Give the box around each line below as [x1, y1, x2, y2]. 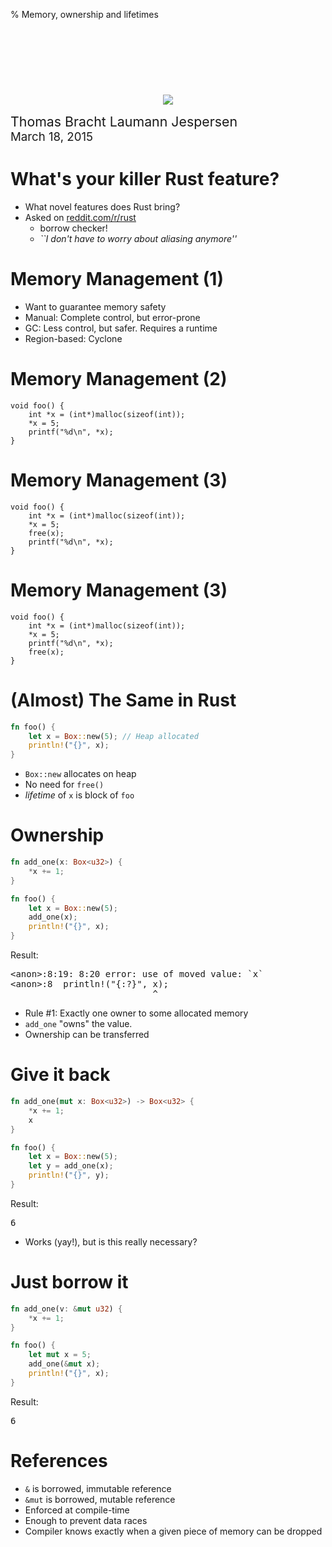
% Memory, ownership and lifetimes [10, 9, 159, 20]
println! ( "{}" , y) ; [28, 1170, 110, 1181]
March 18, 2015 [10, 129, 94, 144]
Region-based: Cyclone [24, 332, 123, 344]
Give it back [10, 1064, 111, 1086]
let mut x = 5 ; [28, 1350, 92, 1360]
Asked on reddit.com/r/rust [24, 211, 137, 223]
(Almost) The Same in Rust [10, 689, 237, 711]
